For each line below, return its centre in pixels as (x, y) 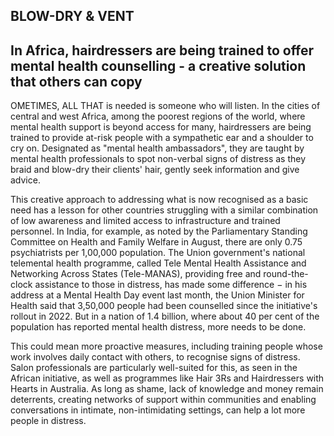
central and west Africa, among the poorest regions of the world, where (158, 116)
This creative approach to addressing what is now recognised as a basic (159, 200)
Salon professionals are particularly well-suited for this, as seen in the (154, 368)
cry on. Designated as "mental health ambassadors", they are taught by (157, 148)
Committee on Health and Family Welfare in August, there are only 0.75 (156, 242)
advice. (25, 180)
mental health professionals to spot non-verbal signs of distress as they (158, 159)
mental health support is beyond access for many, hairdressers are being (161, 127)
